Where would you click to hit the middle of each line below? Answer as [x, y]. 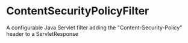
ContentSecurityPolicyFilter [78, 11]
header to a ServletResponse [42, 33]
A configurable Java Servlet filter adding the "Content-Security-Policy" [94, 27]
